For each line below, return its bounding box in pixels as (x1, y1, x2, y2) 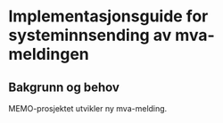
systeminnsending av (8, 25, 172, 45)
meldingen (8, 45, 90, 64)
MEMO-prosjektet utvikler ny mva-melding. (8, 103, 168, 113)
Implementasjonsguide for (8, 6, 209, 27)
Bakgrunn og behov (8, 79, 120, 94)
